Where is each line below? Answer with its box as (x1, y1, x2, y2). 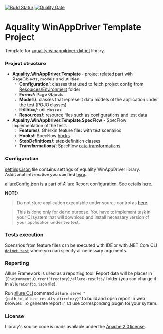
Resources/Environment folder (19, 86, 81, 92)
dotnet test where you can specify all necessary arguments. (5, 247, 128, 253)
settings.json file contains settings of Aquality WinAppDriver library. (5, 166, 141, 172)
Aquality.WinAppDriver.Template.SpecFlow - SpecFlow (12, 117, 127, 123)
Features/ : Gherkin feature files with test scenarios (19, 127, 122, 133)
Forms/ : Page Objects (19, 92, 64, 97)
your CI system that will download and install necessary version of (16, 214, 149, 220)
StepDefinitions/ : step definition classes (19, 138, 101, 144)
